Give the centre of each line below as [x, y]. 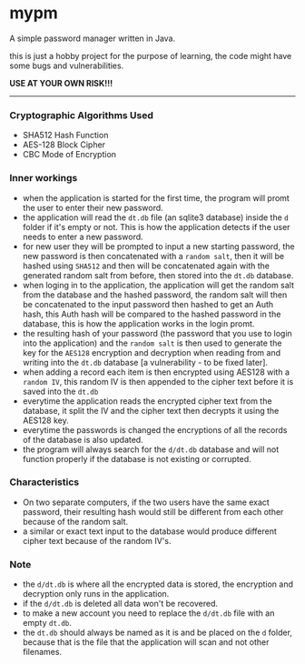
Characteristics [44, 482]
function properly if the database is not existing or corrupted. [137, 458]
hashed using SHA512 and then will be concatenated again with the [146, 266]
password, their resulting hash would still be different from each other [153, 511]
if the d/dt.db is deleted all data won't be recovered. [120, 604]
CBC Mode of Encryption [69, 155]
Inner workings [44, 178]
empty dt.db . [47, 623]
